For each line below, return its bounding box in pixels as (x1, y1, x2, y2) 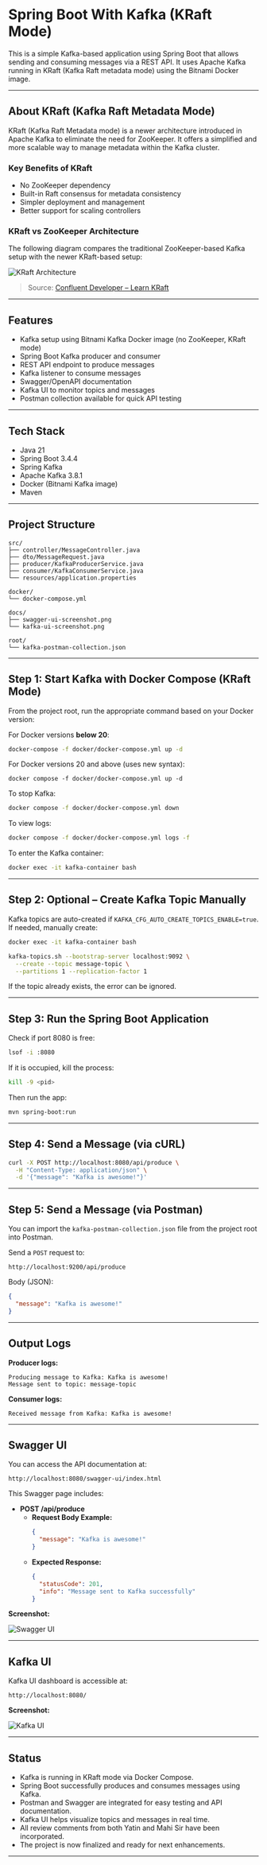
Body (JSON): (8, 1278, 54, 1287)
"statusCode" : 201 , (38, 1580, 103, 1588)
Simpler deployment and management (19, 197, 145, 207)
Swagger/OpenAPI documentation (19, 377, 133, 386)
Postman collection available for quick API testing (19, 394, 182, 403)
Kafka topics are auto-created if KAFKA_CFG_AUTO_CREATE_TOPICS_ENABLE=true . (8, 914, 259, 924)
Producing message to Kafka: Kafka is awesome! (8, 1373, 169, 1381)
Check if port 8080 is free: (8, 1033, 95, 1043)
